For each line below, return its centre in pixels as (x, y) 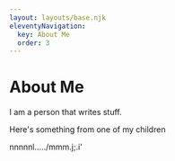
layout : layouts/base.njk (57, 18)
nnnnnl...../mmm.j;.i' (46, 147)
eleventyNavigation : (48, 26)
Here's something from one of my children (87, 130)
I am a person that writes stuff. (66, 112)
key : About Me (44, 34)
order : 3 (34, 43)
